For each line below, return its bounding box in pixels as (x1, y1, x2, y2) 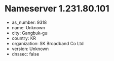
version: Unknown (11, 46, 49, 52)
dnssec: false (11, 51, 39, 57)
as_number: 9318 (11, 19, 47, 25)
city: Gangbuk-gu (11, 30, 48, 36)
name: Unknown (11, 24, 45, 30)
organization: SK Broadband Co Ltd (11, 40, 84, 46)
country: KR (11, 35, 37, 41)
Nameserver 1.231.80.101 (4, 3, 110, 14)
